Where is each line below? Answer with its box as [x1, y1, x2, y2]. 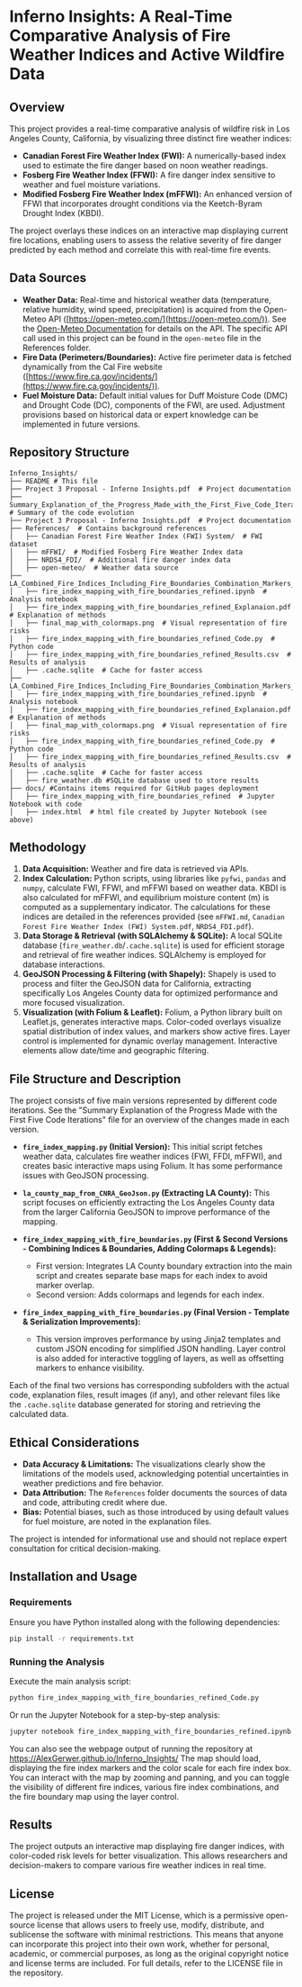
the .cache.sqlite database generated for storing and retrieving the [9, 1399, 261, 1410]
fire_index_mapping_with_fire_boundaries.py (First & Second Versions [22, 1233, 289, 1244]
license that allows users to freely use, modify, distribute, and [37, 1919, 265, 1930]
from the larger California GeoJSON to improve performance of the [22, 1206, 271, 1217]
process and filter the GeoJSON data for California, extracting [22, 979, 252, 989]
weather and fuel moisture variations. [22, 179, 161, 190]
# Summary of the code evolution [9, 508, 135, 517]
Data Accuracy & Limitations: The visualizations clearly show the [22, 1459, 266, 1469]
